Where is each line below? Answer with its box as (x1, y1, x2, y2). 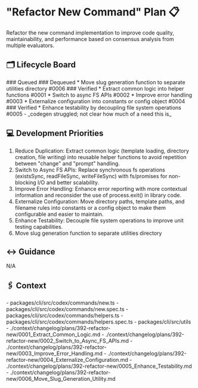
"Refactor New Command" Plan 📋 (6, 5, 180, 19)
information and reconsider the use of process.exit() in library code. (14, 191, 182, 198)
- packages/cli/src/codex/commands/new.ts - (6, 299, 119, 306)
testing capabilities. (14, 223, 63, 230)
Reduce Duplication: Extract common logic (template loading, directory (14, 147, 190, 154)
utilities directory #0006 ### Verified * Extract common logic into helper (6, 85, 184, 92)
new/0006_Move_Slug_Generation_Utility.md (6, 375, 116, 383)
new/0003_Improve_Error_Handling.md (6, 350, 103, 357)
